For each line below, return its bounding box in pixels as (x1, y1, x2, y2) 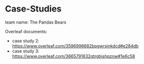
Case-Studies (5, 3, 62, 14)
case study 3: (12, 48, 40, 54)
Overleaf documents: (5, 28, 48, 34)
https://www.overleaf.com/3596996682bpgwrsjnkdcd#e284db (12, 43, 139, 49)
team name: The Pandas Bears (5, 19, 66, 25)
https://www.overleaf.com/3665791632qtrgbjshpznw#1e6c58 (12, 53, 135, 59)
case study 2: (12, 38, 40, 44)
